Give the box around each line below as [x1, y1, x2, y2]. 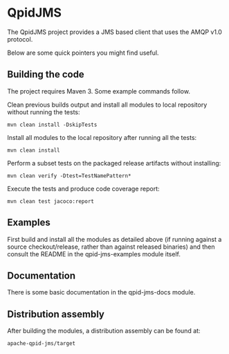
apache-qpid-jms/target [7, 340, 76, 347]
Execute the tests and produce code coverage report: [7, 184, 161, 193]
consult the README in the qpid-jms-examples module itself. [7, 249, 181, 258]
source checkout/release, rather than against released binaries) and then [7, 242, 215, 251]
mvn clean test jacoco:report [7, 197, 95, 205]
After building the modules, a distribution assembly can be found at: [7, 327, 201, 335]
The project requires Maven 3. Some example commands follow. [7, 87, 190, 95]
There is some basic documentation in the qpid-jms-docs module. [7, 288, 196, 297]
